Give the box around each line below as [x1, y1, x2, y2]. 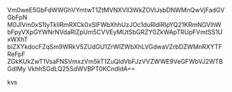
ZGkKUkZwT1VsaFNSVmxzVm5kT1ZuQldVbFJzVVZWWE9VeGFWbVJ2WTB [7, 57, 224, 65]
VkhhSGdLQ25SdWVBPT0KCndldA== [27, 65, 136, 73]
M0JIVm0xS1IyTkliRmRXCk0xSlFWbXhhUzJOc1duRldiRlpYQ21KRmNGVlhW [7, 21, 222, 28]
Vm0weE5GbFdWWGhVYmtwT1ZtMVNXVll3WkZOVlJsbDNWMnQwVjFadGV [7, 6, 225, 14]
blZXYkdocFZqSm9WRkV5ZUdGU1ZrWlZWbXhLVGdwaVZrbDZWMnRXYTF [7, 43, 222, 50]
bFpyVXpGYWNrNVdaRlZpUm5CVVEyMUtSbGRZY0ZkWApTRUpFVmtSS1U [7, 28, 223, 36]
